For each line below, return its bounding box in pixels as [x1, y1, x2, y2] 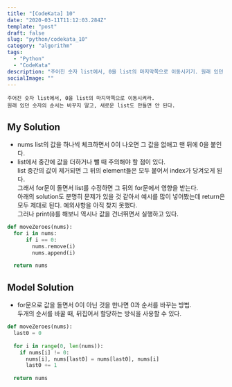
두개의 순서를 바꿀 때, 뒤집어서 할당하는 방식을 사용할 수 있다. [17, 309, 182, 318]
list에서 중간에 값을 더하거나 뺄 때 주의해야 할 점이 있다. [17, 157, 166, 166]
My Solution [7, 121, 61, 132]
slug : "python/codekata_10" [7, 36, 89, 43]
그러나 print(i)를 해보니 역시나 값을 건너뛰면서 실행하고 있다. [17, 209, 179, 218]
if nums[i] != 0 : [19, 349, 70, 356]
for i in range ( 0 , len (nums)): [13, 343, 104, 350]
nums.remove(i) [32, 243, 76, 250]
